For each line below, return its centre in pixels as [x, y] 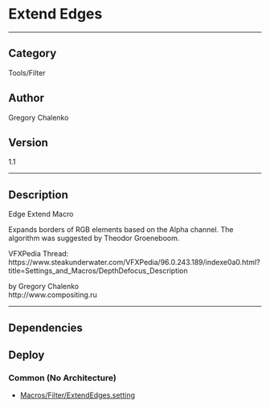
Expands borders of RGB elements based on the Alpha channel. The [121, 230]
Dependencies [45, 327]
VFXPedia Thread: [39, 254]
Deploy [27, 355]
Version [28, 143]
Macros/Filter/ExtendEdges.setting [77, 395]
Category [33, 53]
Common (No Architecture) [62, 377]
